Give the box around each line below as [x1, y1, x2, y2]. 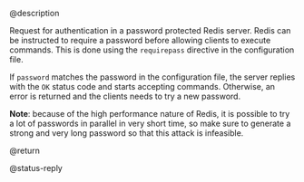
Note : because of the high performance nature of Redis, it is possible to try [9, 109, 290, 119]
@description [9, 8, 60, 18]
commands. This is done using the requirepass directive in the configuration [9, 44, 295, 55]
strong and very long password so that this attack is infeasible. [9, 128, 244, 139]
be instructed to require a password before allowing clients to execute [9, 35, 271, 45]
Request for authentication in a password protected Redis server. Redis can [9, 25, 291, 35]
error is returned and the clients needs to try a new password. [9, 91, 241, 101]
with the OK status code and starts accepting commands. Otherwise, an [9, 81, 275, 91]
